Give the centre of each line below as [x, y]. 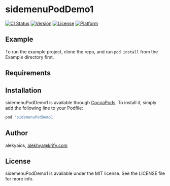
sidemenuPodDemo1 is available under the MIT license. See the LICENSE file [85, 173]
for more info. [20, 179]
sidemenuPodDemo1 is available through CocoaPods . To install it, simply [81, 102]
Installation [23, 90]
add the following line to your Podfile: [44, 108]
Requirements [28, 73]
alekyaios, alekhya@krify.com [36, 145]
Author [16, 133]
